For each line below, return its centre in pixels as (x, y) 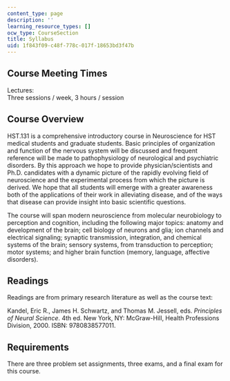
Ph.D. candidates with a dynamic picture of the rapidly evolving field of (108, 173)
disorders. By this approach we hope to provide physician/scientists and (110, 165)
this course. (24, 371)
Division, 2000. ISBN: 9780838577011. (61, 326)
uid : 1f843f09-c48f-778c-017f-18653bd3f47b (71, 46)
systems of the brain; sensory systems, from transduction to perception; (110, 244)
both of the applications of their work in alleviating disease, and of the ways (115, 195)
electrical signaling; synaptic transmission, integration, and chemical (105, 237)
